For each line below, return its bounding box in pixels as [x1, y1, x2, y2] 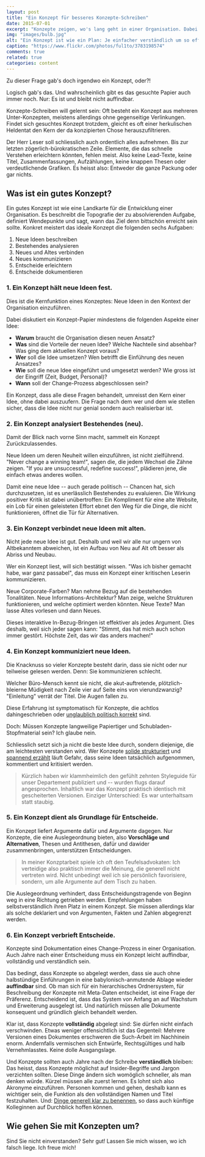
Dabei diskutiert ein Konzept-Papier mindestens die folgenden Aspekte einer [6, 316, 200, 323]
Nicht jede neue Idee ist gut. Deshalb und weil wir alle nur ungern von [6, 538, 181, 545]
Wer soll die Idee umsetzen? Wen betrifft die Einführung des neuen [15, 354, 184, 361]
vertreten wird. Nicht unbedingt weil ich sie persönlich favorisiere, [21, 871, 187, 879]
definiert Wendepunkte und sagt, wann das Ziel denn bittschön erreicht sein [6, 217, 198, 225]
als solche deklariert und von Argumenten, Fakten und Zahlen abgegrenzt [6, 909, 192, 916]
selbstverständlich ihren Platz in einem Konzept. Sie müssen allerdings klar [6, 902, 195, 910]
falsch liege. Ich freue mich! [6, 1144, 76, 1151]
